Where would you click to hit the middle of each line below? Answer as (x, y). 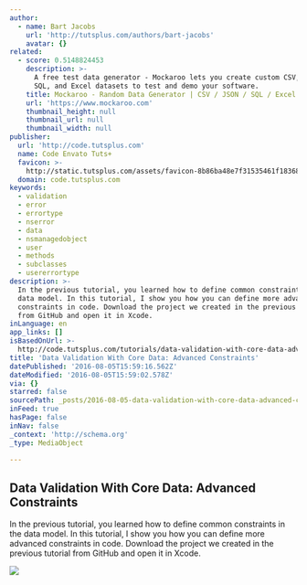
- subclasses (42, 265)
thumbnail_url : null (65, 120)
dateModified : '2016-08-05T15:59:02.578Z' (91, 375)
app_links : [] (37, 333)
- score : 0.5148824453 (61, 60)
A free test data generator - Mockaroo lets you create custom (157, 78)
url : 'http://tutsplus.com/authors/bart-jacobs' (120, 35)
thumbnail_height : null (71, 112)
